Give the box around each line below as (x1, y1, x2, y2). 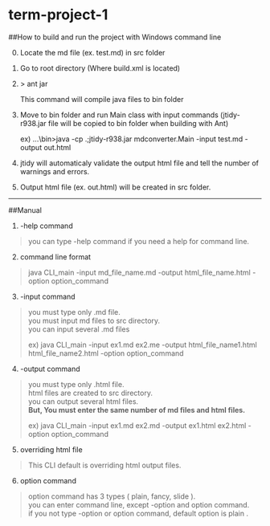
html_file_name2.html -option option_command (27, 348, 184, 358)
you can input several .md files (27, 324, 130, 334)
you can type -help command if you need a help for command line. (27, 236, 250, 246)
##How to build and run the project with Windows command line (8, 32, 222, 42)
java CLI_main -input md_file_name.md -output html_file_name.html (27, 267, 252, 277)
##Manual (8, 205, 43, 214)
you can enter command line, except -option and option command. (27, 499, 250, 509)
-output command (19, 364, 80, 373)
